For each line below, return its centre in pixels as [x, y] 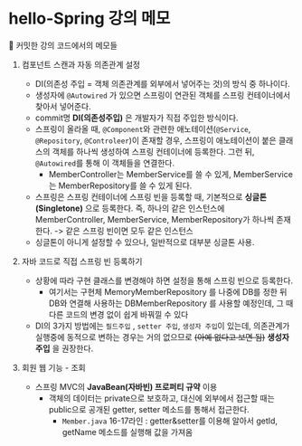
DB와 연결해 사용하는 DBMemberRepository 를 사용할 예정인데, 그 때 [171, 303]
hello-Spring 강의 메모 [90, 19]
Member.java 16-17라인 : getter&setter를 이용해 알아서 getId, [170, 421]
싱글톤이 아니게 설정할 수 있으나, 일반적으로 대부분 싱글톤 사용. [145, 242]
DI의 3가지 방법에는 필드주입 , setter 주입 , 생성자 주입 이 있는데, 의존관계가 [162, 326]
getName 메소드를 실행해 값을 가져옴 [127, 432]
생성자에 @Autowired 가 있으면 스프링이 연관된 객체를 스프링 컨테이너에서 [163, 95]
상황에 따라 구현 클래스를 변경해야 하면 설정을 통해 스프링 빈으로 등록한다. [164, 280]
